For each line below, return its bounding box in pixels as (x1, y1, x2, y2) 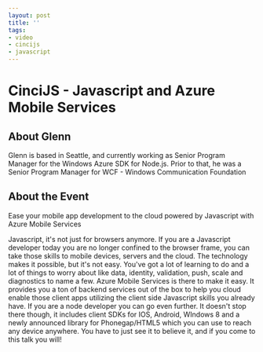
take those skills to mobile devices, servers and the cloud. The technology (8, 251, 249, 260)
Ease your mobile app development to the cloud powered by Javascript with (8, 211, 254, 220)
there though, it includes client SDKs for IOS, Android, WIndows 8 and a (8, 310, 240, 319)
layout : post (8, 11, 51, 20)
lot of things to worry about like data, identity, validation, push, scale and (8, 268, 243, 277)
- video (8, 33, 34, 42)
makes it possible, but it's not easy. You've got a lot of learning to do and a (8, 259, 250, 269)
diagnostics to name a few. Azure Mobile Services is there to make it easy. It (8, 276, 255, 285)
